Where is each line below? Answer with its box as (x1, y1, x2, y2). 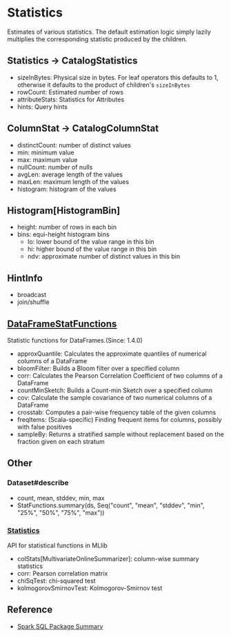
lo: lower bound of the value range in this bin (27, 238, 154, 246)
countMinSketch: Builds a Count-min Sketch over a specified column (17, 386, 212, 394)
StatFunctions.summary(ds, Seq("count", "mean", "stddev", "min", (17, 501, 205, 509)
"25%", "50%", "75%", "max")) (17, 508, 105, 516)
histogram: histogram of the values (17, 185, 117, 193)
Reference (7, 604, 53, 616)
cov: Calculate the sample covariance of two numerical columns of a (17, 394, 212, 401)
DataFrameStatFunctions (7, 318, 117, 330)
